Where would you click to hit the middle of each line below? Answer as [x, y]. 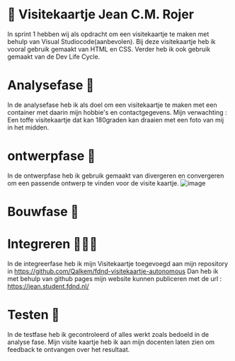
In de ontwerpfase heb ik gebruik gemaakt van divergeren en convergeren [116, 176]
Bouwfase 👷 [43, 212]
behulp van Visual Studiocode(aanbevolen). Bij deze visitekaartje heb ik [111, 41]
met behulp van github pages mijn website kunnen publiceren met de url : [115, 278]
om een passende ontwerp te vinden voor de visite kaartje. [93, 183]
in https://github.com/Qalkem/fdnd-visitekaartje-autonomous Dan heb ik [113, 271]
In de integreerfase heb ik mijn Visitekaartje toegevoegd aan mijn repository [118, 263]
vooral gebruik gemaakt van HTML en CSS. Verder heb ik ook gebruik [109, 49]
